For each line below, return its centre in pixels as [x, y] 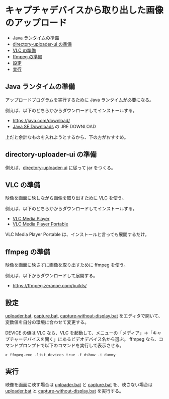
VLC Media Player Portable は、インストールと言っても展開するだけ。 [77, 234]
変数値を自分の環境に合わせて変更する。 [47, 322]
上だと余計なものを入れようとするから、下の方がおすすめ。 [67, 137]
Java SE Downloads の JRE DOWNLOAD [54, 126]
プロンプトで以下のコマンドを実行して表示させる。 [71, 345]
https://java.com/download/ [41, 120]
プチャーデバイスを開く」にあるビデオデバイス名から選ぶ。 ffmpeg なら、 [82, 339]
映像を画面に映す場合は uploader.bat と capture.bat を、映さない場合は [79, 384]
